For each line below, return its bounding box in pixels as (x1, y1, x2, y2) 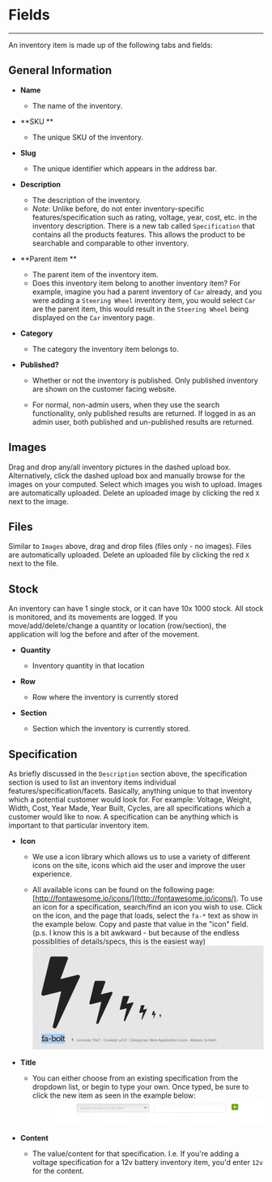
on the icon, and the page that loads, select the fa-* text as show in (32, 910, 258, 920)
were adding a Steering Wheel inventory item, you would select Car (32, 295, 257, 305)
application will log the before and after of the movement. (8, 630, 200, 640)
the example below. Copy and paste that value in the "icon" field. (32, 919, 249, 929)
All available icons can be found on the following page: (32, 885, 215, 894)
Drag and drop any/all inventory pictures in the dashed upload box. (8, 462, 232, 472)
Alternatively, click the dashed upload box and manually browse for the (8, 470, 245, 480)
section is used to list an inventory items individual (8, 777, 176, 787)
